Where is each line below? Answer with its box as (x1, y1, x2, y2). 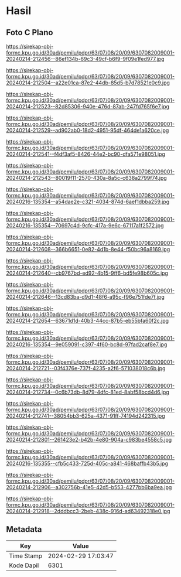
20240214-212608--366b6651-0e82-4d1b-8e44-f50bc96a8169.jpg (6, 246, 170, 252)
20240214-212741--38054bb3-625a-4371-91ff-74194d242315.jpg (6, 412, 165, 419)
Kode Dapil (9, 561, 39, 569)
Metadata (6, 524, 42, 534)
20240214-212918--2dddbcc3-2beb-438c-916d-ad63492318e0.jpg (6, 508, 170, 514)
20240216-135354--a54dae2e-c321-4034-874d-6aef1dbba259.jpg (6, 198, 170, 205)
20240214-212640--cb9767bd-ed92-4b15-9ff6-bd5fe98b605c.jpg (6, 269, 169, 276)
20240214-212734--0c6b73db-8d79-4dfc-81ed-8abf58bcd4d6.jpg (6, 388, 170, 395)
